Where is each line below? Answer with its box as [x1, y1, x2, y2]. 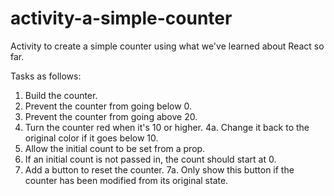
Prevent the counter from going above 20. [24, 110, 198, 122]
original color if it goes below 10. [24, 132, 159, 144]
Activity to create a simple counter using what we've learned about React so [10, 40, 325, 52]
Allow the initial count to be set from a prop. [24, 142, 206, 154]
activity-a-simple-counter [10, 7, 233, 30]
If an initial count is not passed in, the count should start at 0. [24, 153, 277, 165]
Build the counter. [24, 89, 98, 101]
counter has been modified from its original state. [24, 174, 229, 186]
